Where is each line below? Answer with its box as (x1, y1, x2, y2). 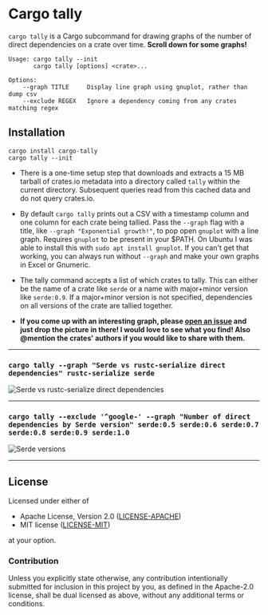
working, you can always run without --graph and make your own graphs (19, 251, 259, 260)
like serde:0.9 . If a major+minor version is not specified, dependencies (19, 292, 253, 302)
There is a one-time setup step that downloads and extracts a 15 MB (19, 168, 245, 177)
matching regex (8, 104, 59, 112)
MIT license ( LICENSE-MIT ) (19, 520, 111, 530)
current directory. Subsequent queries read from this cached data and (19, 184, 251, 194)
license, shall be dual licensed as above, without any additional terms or (8, 590, 245, 600)
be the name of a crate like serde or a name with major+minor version (19, 284, 249, 293)
